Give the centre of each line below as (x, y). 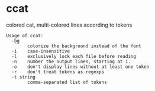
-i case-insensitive (41, 51)
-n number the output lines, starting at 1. (71, 61)
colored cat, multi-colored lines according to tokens (69, 25)
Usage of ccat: (25, 35)
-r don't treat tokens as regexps (58, 72)
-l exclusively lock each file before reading (74, 56)
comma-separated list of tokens (67, 82)
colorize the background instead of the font (85, 46)
